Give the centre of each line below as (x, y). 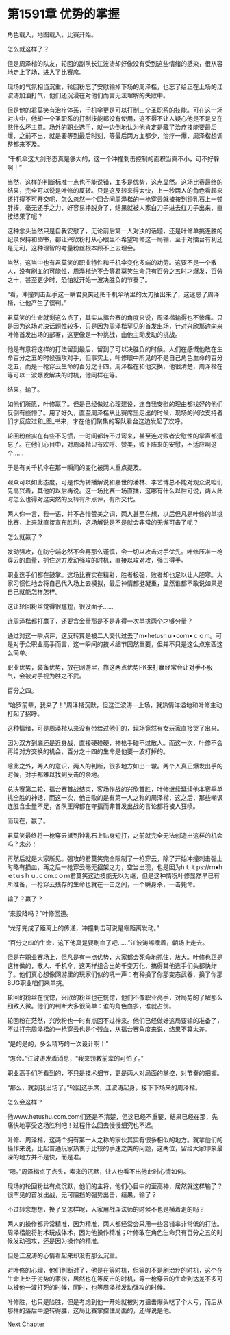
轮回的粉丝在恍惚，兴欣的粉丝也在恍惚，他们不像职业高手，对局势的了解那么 (115, 997)
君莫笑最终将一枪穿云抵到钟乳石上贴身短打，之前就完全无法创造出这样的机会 (115, 835)
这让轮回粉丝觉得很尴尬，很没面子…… (61, 606)
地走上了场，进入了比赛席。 (46, 72)
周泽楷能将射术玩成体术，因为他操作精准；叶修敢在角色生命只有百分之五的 (112, 1232)
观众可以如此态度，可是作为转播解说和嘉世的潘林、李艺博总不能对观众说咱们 (115, 482)
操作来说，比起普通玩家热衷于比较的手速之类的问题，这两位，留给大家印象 (112, 1148)
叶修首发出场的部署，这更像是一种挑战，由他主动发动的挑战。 (94, 334)
